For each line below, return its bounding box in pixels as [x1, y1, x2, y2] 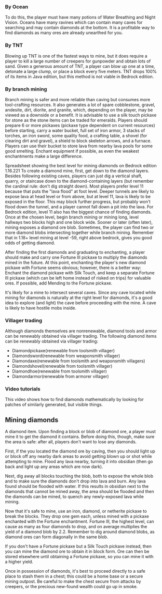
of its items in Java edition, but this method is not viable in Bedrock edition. [5, 74, 154, 79]
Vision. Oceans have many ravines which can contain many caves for [5, 19, 143, 25]
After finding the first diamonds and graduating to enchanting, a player [5, 249, 145, 255]
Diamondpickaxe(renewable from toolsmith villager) [12, 348, 115, 354]
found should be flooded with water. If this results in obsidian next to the [5, 484, 149, 489]
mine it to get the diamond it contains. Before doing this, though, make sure [5, 434, 155, 439]
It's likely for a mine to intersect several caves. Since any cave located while [5, 289, 156, 295]
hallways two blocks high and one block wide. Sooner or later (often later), [5, 219, 153, 225]
